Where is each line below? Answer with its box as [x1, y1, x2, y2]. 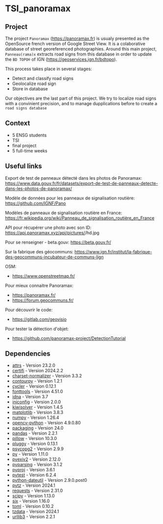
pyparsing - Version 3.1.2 [12, 462, 63, 468]
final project [12, 142, 37, 148]
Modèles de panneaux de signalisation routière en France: [5, 210, 122, 216]
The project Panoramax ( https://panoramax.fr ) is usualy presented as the [5, 35, 149, 41]
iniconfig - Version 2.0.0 [12, 399, 61, 405]
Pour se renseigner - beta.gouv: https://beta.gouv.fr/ [5, 239, 112, 245]
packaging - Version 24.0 [12, 425, 64, 431]
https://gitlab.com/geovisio [12, 316, 67, 322]
